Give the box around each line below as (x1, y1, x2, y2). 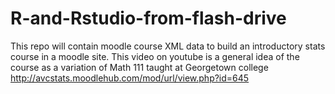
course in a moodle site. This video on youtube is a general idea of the (10, 50, 300, 62)
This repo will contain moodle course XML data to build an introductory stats (10, 40, 326, 52)
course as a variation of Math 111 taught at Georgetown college (10, 61, 269, 73)
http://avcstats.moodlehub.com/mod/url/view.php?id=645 (10, 72, 250, 84)
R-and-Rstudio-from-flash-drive (10, 7, 287, 30)
